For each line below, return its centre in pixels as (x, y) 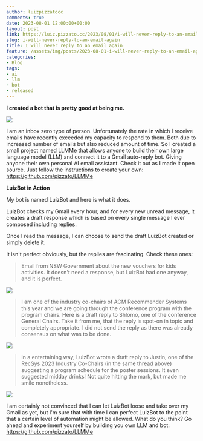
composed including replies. (41, 224)
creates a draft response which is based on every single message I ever (96, 217)
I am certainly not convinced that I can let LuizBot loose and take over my (98, 406)
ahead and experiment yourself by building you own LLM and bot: (88, 425)
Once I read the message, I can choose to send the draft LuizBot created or (100, 236)
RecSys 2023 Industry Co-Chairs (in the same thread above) (96, 363)
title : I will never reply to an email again (64, 46)
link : (13, 35)
